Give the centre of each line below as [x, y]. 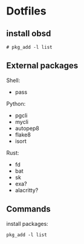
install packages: [27, 223]
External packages [42, 66]
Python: [16, 103]
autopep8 [27, 128]
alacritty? [27, 190]
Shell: [13, 80]
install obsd [29, 34]
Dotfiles [26, 11]
